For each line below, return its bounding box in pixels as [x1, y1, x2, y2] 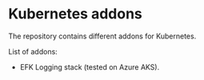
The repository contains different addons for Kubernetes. [8, 31, 197, 41]
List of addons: [8, 46, 58, 56]
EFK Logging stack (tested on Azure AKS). [19, 62, 160, 72]
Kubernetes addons [8, 5, 142, 23]
